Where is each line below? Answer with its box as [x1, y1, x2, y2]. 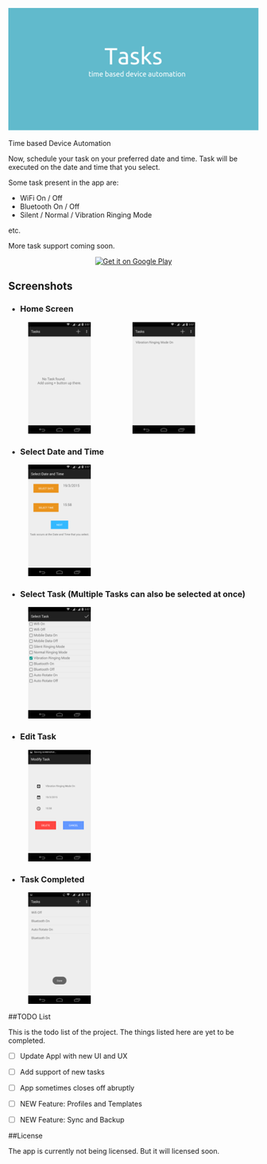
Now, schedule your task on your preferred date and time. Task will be [8, 154, 238, 163]
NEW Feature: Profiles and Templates [19, 1099, 143, 1109]
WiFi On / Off [19, 194, 63, 203]
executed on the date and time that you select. [8, 163, 161, 172]
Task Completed [19, 873, 85, 884]
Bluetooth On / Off [19, 202, 80, 211]
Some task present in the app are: [8, 178, 119, 187]
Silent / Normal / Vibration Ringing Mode [19, 210, 153, 220]
